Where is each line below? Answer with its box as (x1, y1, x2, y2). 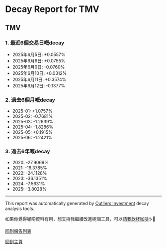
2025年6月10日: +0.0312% (12, 70, 67, 76)
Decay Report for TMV (5, 3, 99, 15)
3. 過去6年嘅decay (5, 148, 51, 155)
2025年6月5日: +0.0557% (12, 51, 66, 57)
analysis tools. (5, 206, 35, 212)
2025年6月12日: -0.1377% (12, 82, 66, 88)
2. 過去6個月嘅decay (5, 96, 56, 103)
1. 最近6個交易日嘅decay (5, 39, 65, 46)
